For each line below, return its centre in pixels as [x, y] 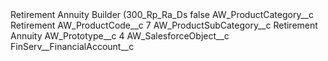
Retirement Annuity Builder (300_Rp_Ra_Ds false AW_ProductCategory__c [162, 14]
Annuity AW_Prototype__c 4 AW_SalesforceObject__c [120, 36]
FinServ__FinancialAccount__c [72, 46]
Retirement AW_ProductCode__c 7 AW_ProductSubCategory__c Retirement [164, 25]
